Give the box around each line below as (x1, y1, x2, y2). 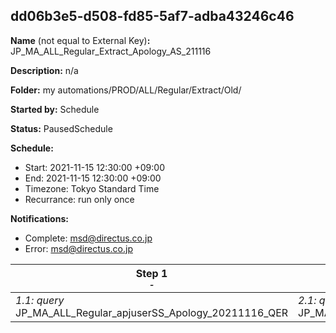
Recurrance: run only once (24, 193, 135, 205)
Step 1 (135, 266, 168, 280)
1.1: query (15, 293, 65, 307)
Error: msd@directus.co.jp (24, 242, 133, 254)
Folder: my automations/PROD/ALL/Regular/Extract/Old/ (10, 84, 242, 96)
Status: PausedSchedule (10, 122, 113, 134)
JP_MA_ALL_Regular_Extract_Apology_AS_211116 (10, 45, 212, 57)
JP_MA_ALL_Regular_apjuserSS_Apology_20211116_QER (15, 305, 289, 319)
